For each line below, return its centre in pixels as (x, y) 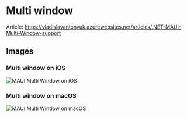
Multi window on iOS (36, 68)
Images (20, 52)
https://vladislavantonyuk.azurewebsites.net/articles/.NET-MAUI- (103, 27)
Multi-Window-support (34, 33)
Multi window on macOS (41, 95)
